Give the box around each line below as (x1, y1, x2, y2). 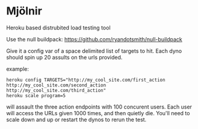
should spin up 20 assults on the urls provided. (6, 53, 123, 61)
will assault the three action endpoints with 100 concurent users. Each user (6, 103, 193, 110)
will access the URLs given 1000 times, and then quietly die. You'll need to (6, 109, 190, 116)
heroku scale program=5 (6, 92, 66, 98)
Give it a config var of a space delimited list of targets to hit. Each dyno (6, 47, 182, 55)
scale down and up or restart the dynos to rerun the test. (6, 116, 147, 123)
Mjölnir (6, 4, 42, 18)
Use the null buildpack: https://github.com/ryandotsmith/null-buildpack (6, 35, 182, 43)
